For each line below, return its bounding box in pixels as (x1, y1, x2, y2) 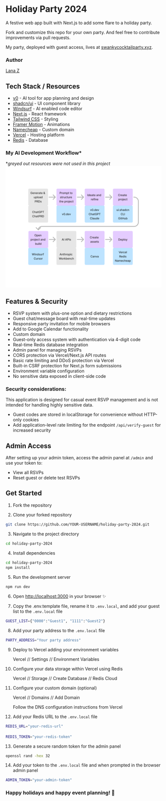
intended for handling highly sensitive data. (5, 402, 93, 408)
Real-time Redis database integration (12, 342, 88, 348)
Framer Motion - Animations (12, 121, 70, 127)
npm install (5, 565, 30, 570)
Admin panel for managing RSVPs (12, 347, 82, 353)
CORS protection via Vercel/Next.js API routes (12, 352, 107, 358)
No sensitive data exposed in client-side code (12, 373, 106, 379)
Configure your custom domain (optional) (12, 685, 97, 691)
